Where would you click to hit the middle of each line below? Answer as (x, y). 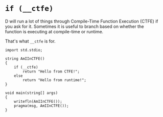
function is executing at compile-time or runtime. (54, 31)
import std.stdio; (24, 50)
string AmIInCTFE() (25, 58)
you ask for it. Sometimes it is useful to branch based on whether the (75, 26)
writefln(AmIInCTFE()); (38, 101)
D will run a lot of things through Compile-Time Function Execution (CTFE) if (81, 21)
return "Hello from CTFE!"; (51, 71)
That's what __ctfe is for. (30, 41)
